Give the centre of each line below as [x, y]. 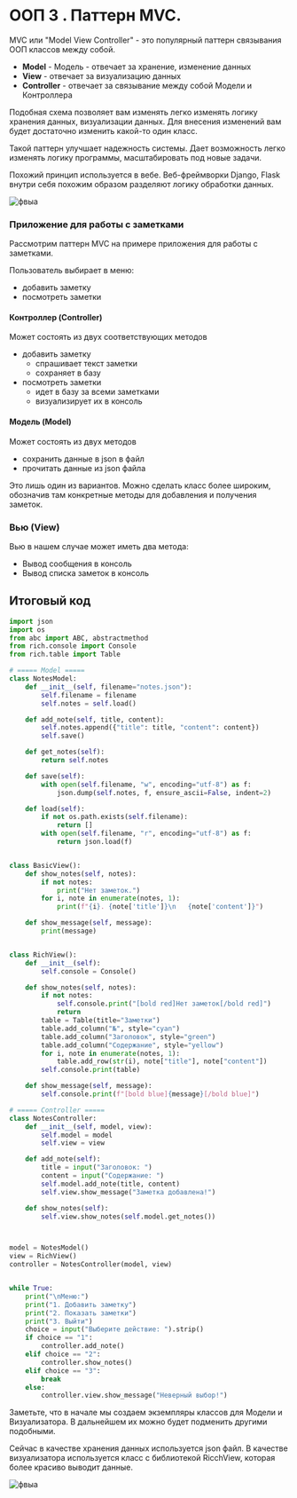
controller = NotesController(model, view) [91, 1265]
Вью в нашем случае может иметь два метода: [99, 546]
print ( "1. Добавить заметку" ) [81, 1305]
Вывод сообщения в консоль [77, 564]
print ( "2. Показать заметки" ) [81, 1313]
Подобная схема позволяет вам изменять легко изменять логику [134, 112]
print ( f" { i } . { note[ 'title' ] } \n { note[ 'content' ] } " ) [160, 907]
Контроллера [47, 95]
